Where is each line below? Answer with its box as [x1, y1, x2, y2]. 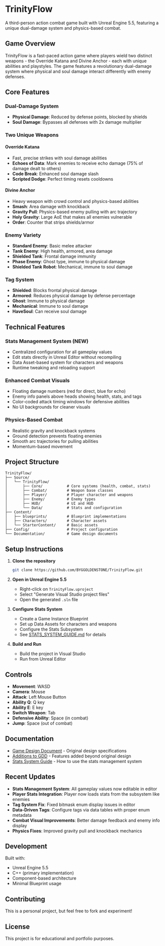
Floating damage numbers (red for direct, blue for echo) [12, 388, 126, 394]
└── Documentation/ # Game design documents [5, 531, 118, 536]
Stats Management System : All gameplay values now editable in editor [12, 786, 158, 792]
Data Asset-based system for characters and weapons [12, 360, 124, 366]
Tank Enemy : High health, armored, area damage [12, 248, 113, 254]
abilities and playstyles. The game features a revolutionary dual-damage [5, 63, 152, 69]
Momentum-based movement [12, 443, 73, 449]
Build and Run [12, 641, 42, 647]
